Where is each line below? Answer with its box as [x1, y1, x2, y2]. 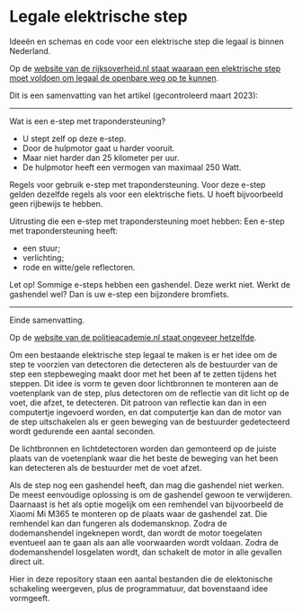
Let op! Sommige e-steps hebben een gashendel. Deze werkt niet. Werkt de [9, 279, 290, 289]
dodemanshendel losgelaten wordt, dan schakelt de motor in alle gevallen [9, 546, 283, 557]
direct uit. [9, 555, 45, 567]
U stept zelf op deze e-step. [22, 133, 127, 144]
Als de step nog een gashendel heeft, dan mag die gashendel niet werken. [9, 479, 285, 491]
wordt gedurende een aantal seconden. [9, 425, 155, 437]
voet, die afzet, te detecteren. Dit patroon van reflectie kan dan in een [9, 397, 267, 408]
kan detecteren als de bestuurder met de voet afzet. [9, 462, 202, 473]
